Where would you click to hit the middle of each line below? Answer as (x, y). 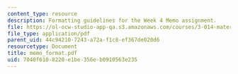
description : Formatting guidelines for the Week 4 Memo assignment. (112, 20)
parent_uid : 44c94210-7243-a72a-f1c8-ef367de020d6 (84, 40)
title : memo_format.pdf (42, 54)
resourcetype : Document (42, 47)
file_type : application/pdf (49, 33)
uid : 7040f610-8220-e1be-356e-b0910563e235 (73, 60)
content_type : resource (42, 14)
